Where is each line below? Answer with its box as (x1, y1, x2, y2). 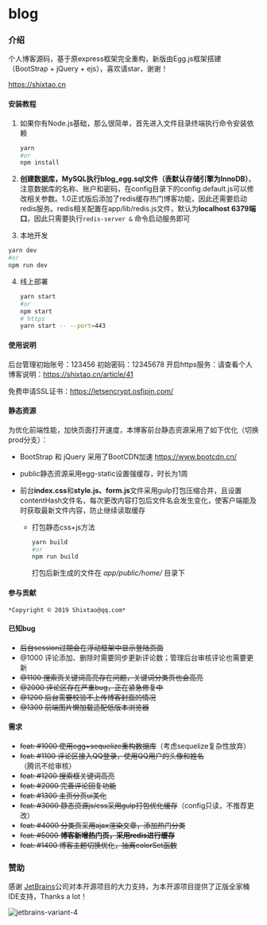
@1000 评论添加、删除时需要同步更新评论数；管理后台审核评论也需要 (19, 653, 247, 662)
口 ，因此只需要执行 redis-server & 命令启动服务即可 (19, 214, 191, 223)
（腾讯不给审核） (19, 761, 76, 770)
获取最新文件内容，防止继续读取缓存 (26, 505, 145, 515)
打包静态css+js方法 (31, 522, 95, 532)
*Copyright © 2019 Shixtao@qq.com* (8, 606, 126, 614)
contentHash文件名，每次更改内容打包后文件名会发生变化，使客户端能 (19, 495, 250, 505)
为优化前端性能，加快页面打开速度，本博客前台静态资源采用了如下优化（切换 (8, 425, 259, 434)
